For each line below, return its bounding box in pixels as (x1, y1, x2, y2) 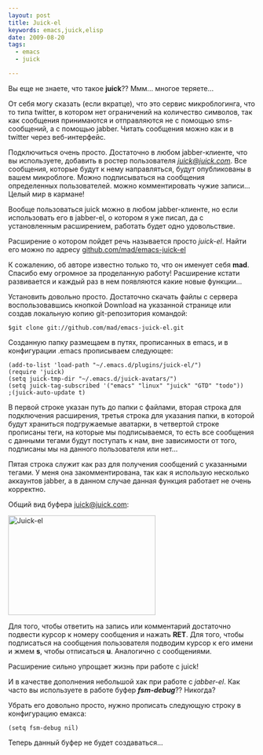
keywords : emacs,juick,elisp (8, 26, 104, 34)
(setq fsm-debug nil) (8, 724, 79, 731)
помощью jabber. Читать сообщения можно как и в (61, 123, 234, 134)
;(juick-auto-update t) (8, 388, 86, 397)
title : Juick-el (8, 19, 61, 27)
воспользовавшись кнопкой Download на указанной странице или (8, 300, 232, 310)
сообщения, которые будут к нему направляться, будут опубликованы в (8, 164, 252, 174)
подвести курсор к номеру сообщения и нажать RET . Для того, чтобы (8, 629, 244, 639)
